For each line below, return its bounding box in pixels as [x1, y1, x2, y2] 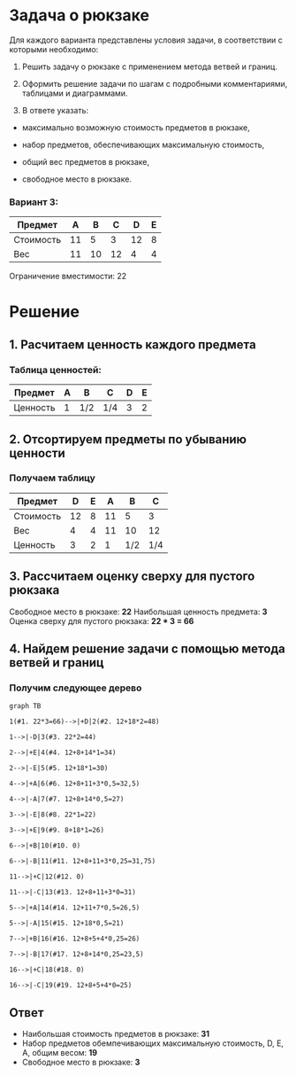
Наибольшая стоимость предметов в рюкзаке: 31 [21, 1029, 210, 1040]
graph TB [9, 702, 42, 711]
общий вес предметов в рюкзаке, [21, 156, 150, 167]
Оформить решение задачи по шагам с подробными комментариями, [21, 78, 288, 89]
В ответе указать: [21, 105, 89, 115]
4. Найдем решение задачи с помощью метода [9, 642, 285, 656]
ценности [9, 445, 66, 461]
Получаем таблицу [9, 472, 95, 484]
